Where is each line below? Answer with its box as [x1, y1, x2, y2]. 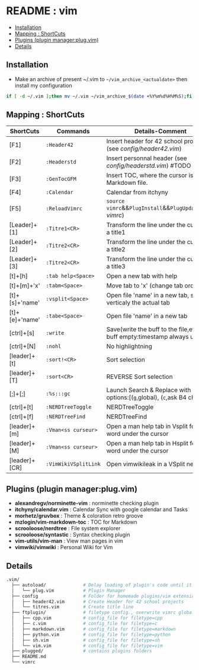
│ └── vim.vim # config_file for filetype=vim [11, 643, 163, 649]
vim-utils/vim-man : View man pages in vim [14, 537, 123, 544]
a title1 [106, 228, 126, 236]
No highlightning [106, 342, 153, 351]
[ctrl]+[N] [9, 342, 36, 351]
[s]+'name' [9, 299, 40, 307]
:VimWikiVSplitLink [46, 461, 101, 467]
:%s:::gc [46, 390, 70, 397]
